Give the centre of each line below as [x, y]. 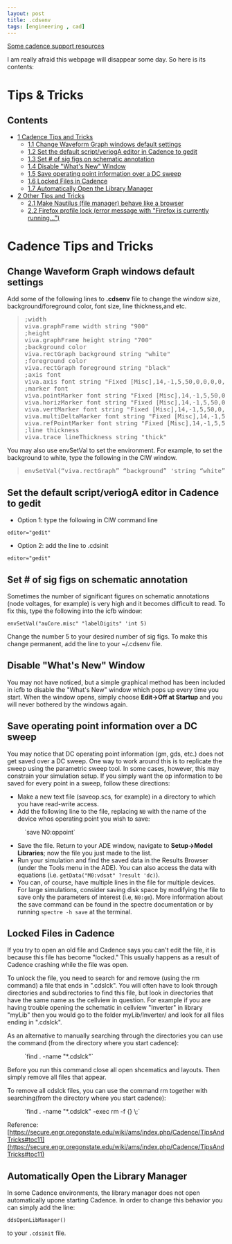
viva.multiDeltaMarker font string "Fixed [97, 417]
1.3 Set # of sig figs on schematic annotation [91, 159]
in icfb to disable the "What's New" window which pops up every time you [113, 689]
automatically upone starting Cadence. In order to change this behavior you [115, 1200]
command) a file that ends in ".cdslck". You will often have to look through [113, 986]
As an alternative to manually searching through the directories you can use [115, 1036]
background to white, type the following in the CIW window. [92, 458]
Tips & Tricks [46, 95]
